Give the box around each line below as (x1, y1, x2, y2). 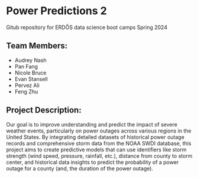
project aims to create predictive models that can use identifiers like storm (6, 146, 187, 153)
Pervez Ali (14, 82, 40, 89)
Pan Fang (14, 63, 38, 70)
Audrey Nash (14, 56, 47, 63)
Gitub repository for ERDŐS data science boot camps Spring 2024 (6, 24, 167, 31)
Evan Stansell (14, 75, 48, 82)
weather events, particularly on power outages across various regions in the (6, 127, 192, 134)
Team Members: (6, 41, 68, 51)
